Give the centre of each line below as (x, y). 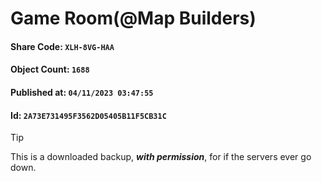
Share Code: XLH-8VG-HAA (62, 46)
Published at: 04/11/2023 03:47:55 (82, 92)
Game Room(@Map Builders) (133, 18)
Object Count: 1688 (50, 69)
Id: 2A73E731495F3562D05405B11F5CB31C (88, 115)
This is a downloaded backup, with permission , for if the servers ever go (161, 157)
